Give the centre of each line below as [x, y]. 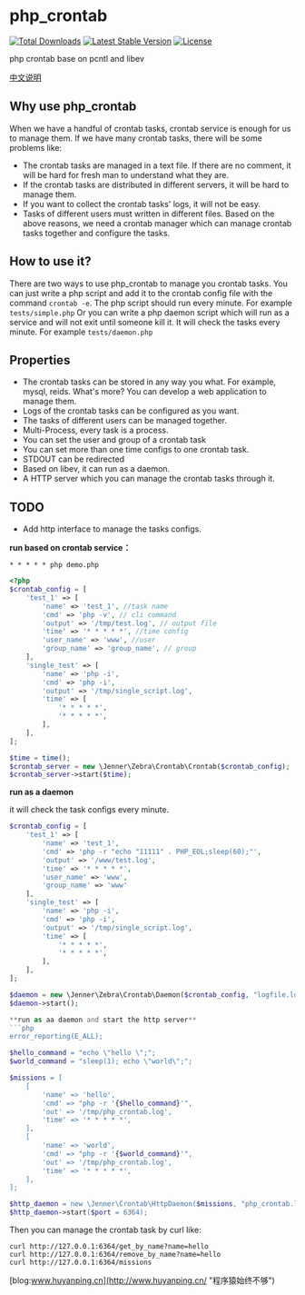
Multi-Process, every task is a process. [95, 430]
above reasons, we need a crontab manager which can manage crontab [157, 223]
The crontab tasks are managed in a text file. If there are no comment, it [157, 165]
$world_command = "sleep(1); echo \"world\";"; [101, 1061]
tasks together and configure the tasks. [96, 233]
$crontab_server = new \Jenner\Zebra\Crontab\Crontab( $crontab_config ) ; [150, 766]
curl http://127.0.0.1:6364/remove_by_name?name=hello [115, 1255]
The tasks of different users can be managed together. [125, 421]
